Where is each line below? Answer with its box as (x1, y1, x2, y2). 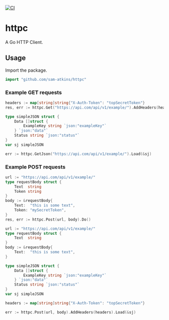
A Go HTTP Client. (5, 39, 43, 45)
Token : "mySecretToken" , (14, 207, 66, 213)
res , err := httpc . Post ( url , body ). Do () (5, 217, 92, 222)
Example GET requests (5, 89, 62, 96)
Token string (14, 189, 42, 194)
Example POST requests (5, 163, 66, 170)
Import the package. (5, 67, 47, 73)
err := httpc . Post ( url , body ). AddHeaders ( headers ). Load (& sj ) (5, 309, 136, 315)
